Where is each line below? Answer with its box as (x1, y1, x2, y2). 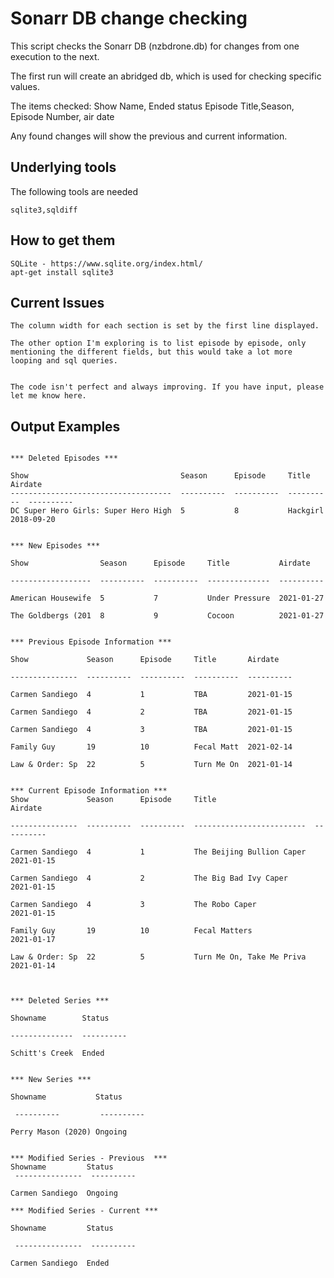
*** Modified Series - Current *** (10, 1206, 159, 1216)
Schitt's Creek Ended (10, 1048, 105, 1059)
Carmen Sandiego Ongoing (10, 1188, 118, 1199)
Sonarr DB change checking (10, 7, 248, 30)
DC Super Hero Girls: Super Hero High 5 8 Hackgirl (10, 506, 325, 516)
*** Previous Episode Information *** (10, 637, 172, 647)
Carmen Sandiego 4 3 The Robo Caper (10, 900, 257, 910)
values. (10, 80, 40, 92)
